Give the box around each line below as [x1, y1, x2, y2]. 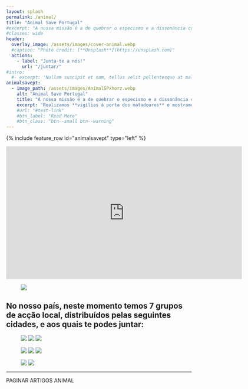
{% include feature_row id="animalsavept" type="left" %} [6, 135, 146, 142]
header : [6, 36, 25, 42]
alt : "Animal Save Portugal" [16, 91, 88, 97]
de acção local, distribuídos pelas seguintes [6, 310, 171, 320]
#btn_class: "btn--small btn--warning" [16, 119, 115, 125]
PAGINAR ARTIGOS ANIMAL [6, 377, 75, 384]
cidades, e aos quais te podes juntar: [6, 319, 144, 329]
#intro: [6, 69, 25, 75]
